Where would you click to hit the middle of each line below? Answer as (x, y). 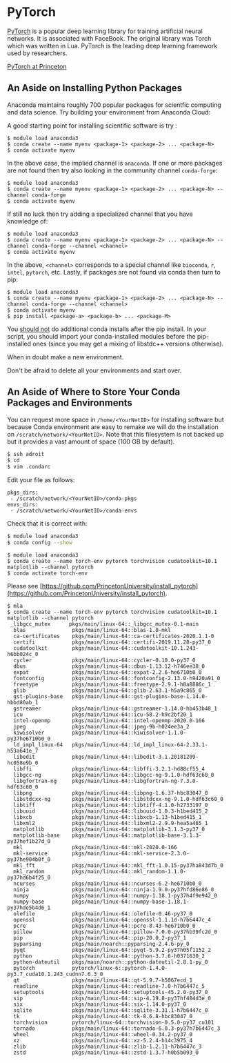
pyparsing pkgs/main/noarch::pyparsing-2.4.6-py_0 (101, 944)
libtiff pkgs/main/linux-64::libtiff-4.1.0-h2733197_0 (111, 805)
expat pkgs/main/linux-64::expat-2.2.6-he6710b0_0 (108, 672)
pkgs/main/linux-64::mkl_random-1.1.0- (129, 871)
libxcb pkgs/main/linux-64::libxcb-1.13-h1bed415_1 (108, 817)
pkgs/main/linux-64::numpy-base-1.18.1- (131, 902)
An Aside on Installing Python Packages (95, 88)
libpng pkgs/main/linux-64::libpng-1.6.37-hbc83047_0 (111, 793)
